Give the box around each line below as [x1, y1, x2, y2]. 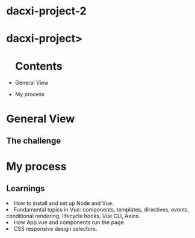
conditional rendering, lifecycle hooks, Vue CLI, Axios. [6, 212, 140, 219]
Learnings [6, 183, 45, 194]
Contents [14, 59, 63, 73]
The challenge [6, 135, 61, 145]
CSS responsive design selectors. [14, 225, 97, 232]
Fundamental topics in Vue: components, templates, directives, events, [14, 206, 190, 213]
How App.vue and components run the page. [14, 218, 125, 226]
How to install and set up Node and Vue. [14, 200, 114, 207]
